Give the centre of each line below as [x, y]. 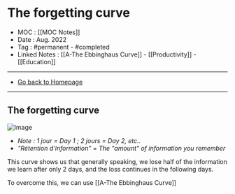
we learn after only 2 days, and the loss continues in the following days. [111, 169]
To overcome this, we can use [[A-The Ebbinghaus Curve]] [92, 182]
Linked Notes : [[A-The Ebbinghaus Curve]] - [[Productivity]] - [107, 54]
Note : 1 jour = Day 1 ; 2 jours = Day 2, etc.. [79, 140]
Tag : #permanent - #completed [63, 47]
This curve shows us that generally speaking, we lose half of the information [117, 161]
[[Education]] [36, 61]
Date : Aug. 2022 [42, 39]
